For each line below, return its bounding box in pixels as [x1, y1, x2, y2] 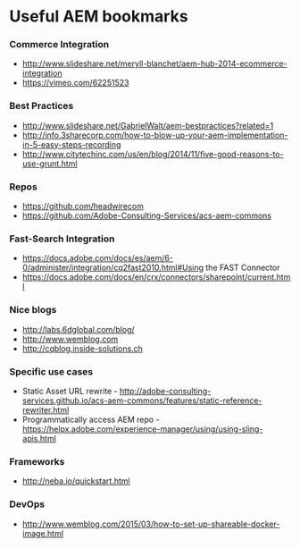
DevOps [9, 498, 46, 510]
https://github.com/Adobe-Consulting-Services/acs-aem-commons [21, 210, 272, 221]
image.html [21, 527, 64, 538]
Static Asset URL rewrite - [21, 385, 118, 396]
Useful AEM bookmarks [9, 6, 189, 27]
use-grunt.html [21, 158, 78, 169]
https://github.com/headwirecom [21, 201, 145, 212]
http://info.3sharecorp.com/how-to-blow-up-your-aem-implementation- [21, 130, 288, 140]
